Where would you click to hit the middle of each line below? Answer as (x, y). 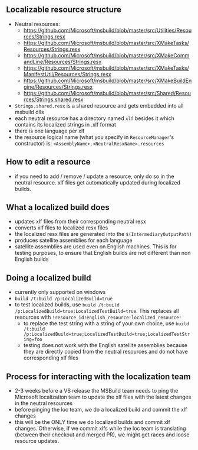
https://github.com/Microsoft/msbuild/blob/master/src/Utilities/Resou (108, 30)
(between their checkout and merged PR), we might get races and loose (102, 435)
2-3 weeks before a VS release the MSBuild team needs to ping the (96, 391)
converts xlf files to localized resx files (61, 228)
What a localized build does (58, 207)
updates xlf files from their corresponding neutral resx (80, 222)
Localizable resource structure (64, 10)
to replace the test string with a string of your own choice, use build (106, 323)
